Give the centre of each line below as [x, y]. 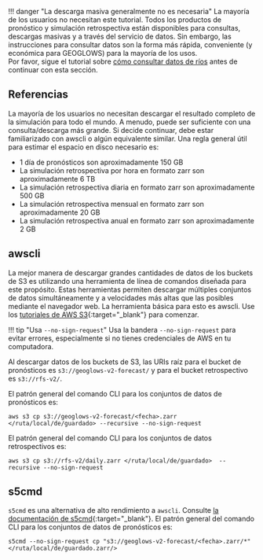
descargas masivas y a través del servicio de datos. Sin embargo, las [120, 36]
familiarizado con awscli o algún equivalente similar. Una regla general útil [128, 138]
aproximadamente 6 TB [57, 179]
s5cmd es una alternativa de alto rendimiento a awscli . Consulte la [113, 510]
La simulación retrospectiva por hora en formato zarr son [112, 170]
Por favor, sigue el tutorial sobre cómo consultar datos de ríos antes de [123, 61]
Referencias [38, 95]
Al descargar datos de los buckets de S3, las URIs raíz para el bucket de [125, 362]
